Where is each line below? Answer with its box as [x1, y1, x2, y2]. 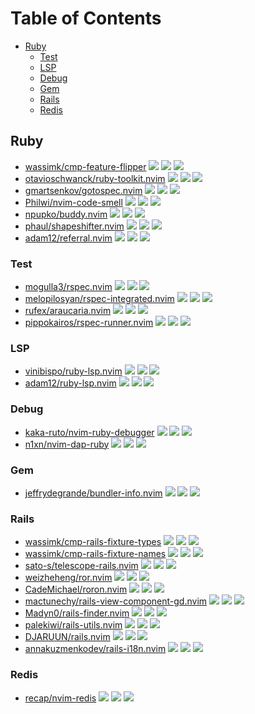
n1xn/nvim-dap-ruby [24, 438, 110, 450]
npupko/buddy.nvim [24, 208, 108, 220]
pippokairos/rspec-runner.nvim [24, 317, 154, 329]
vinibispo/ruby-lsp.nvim [24, 365, 123, 377]
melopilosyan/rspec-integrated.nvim [24, 293, 175, 305]
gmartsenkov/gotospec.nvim [24, 184, 143, 196]
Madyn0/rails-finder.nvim [24, 607, 130, 619]
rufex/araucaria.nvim [24, 305, 112, 317]
